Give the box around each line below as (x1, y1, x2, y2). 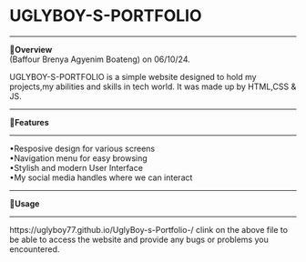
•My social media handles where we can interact (9, 172, 193, 183)
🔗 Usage (9, 197, 40, 209)
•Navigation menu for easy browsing (9, 152, 148, 164)
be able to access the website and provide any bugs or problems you (9, 234, 269, 245)
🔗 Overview (9, 44, 53, 55)
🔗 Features (9, 116, 49, 127)
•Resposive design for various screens (9, 143, 156, 154)
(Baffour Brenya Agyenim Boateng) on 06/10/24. (9, 54, 191, 65)
